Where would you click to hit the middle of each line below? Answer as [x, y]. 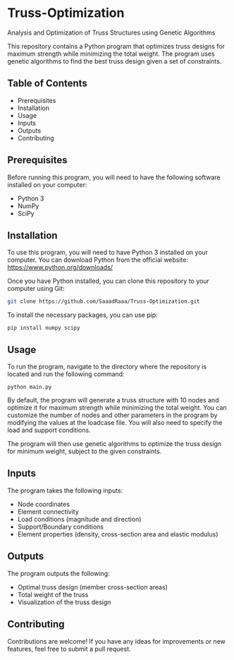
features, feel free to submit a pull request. [69, 649]
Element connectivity [48, 511]
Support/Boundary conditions [61, 527]
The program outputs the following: [58, 573]
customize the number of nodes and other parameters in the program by [112, 415]
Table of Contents [48, 84]
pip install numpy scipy [44, 328]
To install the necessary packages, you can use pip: [83, 315]
